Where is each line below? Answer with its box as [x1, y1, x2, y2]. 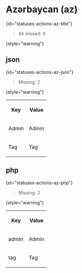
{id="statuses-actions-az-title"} [6, 21, 73, 27]
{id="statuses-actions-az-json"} [6, 69, 74, 75]
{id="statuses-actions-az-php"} [6, 180, 73, 186]
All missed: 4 [18, 30, 46, 36]
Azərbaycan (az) [6, 4, 78, 15]
